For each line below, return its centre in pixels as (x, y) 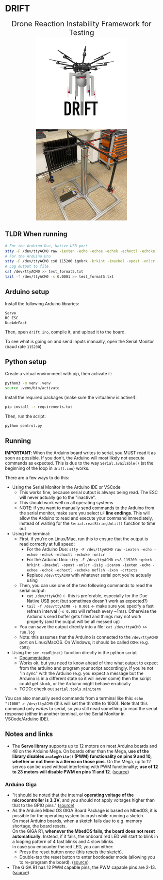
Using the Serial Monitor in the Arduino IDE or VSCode (66, 487)
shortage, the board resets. (39, 826)
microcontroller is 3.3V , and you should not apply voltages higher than (83, 800)
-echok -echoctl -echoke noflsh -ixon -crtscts (89, 570)
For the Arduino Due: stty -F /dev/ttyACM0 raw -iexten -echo (89, 549)
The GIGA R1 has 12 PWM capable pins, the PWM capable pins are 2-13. (84, 867)
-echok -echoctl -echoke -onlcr (72, 555)
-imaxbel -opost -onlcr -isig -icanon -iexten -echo (96, 565)
